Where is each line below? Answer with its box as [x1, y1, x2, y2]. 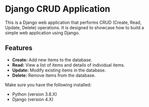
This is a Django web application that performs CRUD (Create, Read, [5, 19, 142, 25]
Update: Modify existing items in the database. [12, 67, 106, 73]
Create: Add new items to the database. [12, 57, 92, 63]
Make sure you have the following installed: [5, 82, 92, 88]
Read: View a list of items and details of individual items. [12, 62, 125, 68]
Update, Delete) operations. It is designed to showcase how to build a [5, 24, 144, 30]
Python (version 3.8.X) [12, 91, 57, 97]
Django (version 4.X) [12, 96, 54, 102]
